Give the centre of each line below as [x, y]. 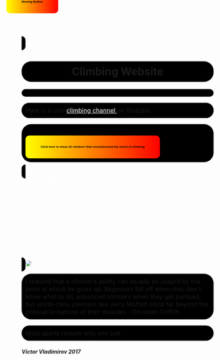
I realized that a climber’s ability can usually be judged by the [113, 281]
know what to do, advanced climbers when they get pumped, [113, 297]
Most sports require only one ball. [73, 333]
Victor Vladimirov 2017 [51, 351]
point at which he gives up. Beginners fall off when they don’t [113, 289]
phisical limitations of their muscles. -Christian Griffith [102, 312]
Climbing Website [118, 72]
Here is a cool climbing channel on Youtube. [89, 110]
